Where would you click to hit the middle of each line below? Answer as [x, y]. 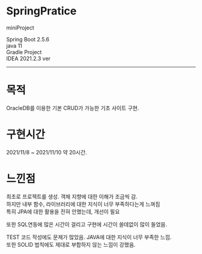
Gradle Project [24, 52]
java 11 [14, 46]
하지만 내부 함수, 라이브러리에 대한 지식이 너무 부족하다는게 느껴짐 [83, 204]
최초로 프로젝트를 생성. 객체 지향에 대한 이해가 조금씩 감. [72, 196]
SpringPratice [41, 11]
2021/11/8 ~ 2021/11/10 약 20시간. [47, 152]
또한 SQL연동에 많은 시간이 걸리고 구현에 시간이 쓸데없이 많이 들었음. [87, 224]
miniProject [20, 28]
